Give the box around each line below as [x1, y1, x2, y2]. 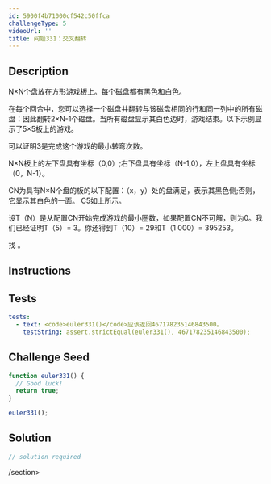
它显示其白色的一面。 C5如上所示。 [8, 196, 127, 206]
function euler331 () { [8, 372, 85, 380]
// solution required [8, 452, 81, 461]
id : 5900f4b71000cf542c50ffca [8, 11, 110, 20]
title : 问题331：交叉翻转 [8, 34, 87, 43]
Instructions [8, 264, 71, 278]
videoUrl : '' [8, 27, 52, 35]
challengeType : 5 [8, 19, 67, 27]
